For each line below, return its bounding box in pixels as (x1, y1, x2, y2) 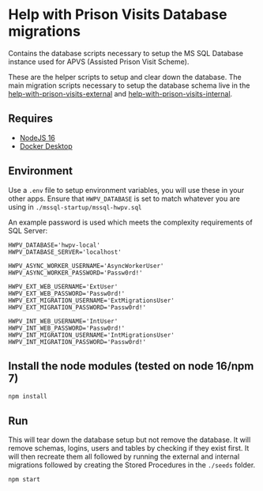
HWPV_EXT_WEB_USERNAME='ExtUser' (8, 282, 118, 290)
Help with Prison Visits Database (8, 6, 227, 24)
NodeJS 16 (19, 133, 55, 142)
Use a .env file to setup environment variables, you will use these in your (8, 185, 245, 195)
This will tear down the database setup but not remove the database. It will (8, 435, 251, 444)
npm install (8, 393, 47, 401)
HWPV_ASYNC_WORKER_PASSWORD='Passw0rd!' (8, 269, 144, 277)
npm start (8, 476, 41, 484)
